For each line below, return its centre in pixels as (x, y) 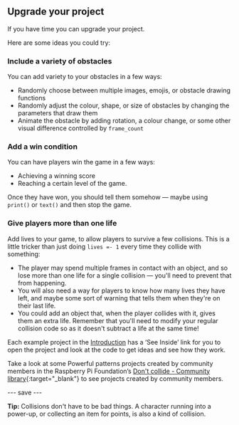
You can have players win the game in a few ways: (81, 162)
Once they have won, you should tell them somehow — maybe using (108, 197)
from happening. (42, 283)
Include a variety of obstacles (60, 61)
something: (24, 254)
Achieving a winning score (57, 176)
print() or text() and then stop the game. (70, 205)
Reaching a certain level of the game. (72, 184)
